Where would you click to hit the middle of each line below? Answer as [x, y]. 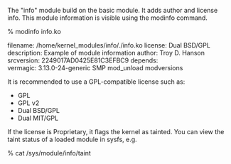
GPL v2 [28, 103]
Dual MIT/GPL [38, 118]
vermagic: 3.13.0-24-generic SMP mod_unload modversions [95, 68]
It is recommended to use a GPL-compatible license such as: [96, 82]
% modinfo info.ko [34, 32]
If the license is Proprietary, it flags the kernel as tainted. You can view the [116, 132]
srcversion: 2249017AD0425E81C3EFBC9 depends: [83, 60]
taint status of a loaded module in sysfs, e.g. [72, 139]
